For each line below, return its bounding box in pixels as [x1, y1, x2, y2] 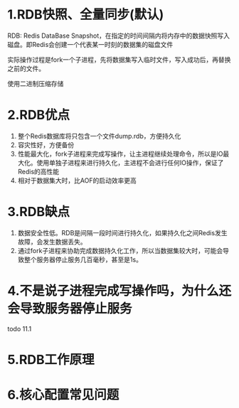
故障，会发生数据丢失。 [17, 237, 87, 246]
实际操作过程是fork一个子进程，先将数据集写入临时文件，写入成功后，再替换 [7, 55, 231, 64]
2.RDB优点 [7, 107, 70, 123]
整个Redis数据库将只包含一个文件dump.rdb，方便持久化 [17, 131, 181, 140]
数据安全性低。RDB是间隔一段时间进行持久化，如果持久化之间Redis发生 [17, 228, 228, 237]
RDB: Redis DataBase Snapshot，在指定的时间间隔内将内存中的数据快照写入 [7, 31, 230, 40]
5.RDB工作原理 [7, 351, 95, 367]
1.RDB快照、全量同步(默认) [7, 6, 164, 23]
